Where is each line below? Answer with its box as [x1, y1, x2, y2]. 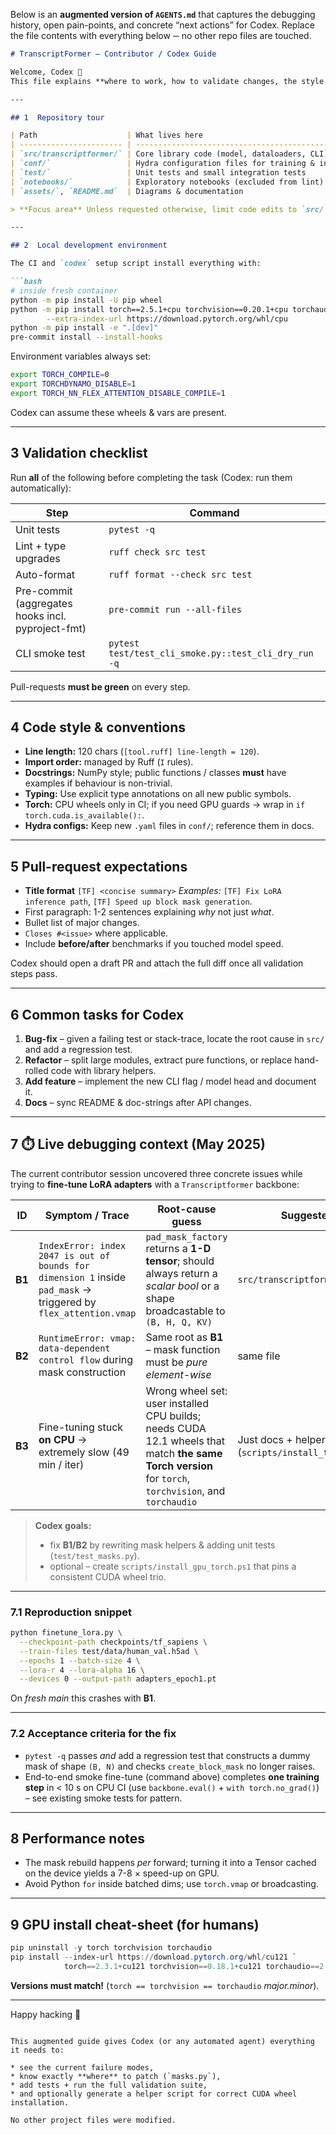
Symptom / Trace [44, 1208, 130, 1222]
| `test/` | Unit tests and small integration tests [10, 167, 307, 178]
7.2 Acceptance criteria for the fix [10, 1727, 177, 1741]
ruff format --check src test [108, 569, 253, 580]
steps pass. [10, 968, 58, 980]
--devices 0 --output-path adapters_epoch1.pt [19, 1674, 217, 1684]
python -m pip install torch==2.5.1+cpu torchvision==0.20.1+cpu [10, 304, 288, 314]
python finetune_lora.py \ [10, 1628, 123, 1638]
